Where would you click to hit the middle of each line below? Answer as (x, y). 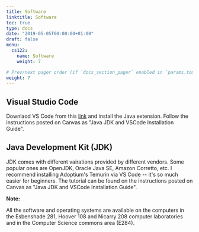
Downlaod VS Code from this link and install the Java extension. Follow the (97, 116)
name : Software (36, 56)
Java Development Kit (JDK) (59, 147)
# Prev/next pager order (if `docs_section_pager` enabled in (84, 72)
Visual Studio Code (42, 102)
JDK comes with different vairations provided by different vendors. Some (95, 162)
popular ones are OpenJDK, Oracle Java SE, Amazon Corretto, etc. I (89, 168)
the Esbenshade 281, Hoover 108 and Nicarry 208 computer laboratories (95, 216)
